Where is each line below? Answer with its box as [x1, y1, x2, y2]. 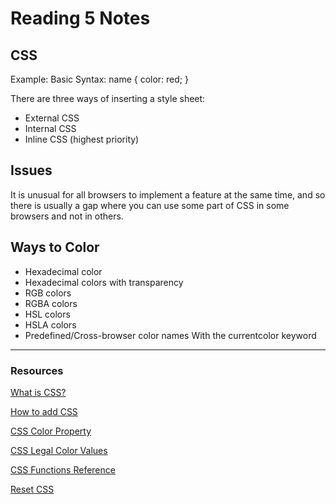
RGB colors [24, 287, 72, 299]
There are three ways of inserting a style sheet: [10, 93, 206, 104]
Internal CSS [24, 123, 77, 134]
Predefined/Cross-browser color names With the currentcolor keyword [24, 329, 317, 341]
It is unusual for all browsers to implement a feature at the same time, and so [10, 188, 326, 201]
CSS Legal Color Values [10, 444, 108, 456]
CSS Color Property [10, 425, 92, 437]
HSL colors [24, 308, 71, 320]
